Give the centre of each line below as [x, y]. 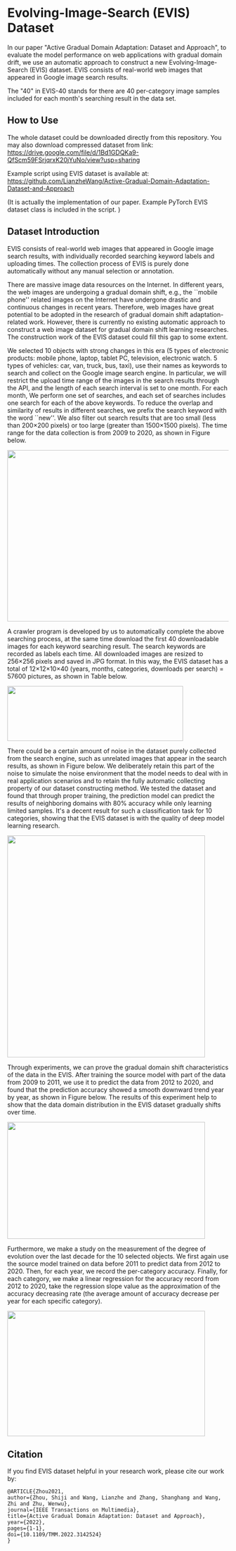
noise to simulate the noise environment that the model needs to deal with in [118, 773]
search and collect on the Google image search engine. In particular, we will [117, 373]
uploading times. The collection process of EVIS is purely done [98, 263]
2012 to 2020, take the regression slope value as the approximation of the [114, 1286]
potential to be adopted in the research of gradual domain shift [98, 314]
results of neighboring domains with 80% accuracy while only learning [110, 803]
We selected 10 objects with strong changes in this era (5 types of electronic [118, 350]
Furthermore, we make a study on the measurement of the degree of [107, 1249]
